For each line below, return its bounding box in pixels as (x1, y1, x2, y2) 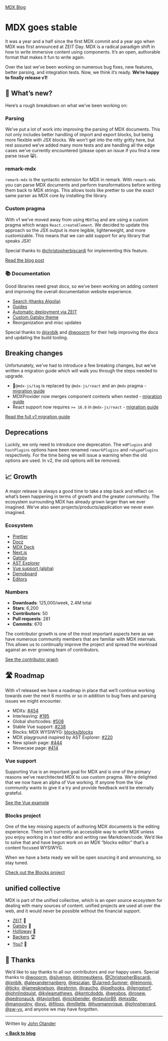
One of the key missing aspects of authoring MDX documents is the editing (5, 823, 160, 830)
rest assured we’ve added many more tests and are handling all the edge (5, 142, 155, 148)
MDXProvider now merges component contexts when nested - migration (12, 393, 162, 399)
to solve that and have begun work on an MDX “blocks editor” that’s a (5, 839, 148, 845)
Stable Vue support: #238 (12, 723, 66, 730)
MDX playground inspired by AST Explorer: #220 (12, 734, 113, 740)
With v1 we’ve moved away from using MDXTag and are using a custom (5, 216, 148, 222)
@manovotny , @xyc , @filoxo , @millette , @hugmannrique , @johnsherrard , (5, 1001, 157, 1006)
